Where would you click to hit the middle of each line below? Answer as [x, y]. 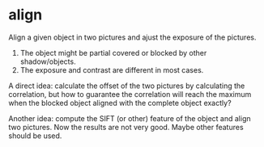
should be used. [35, 136]
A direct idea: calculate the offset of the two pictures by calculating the [127, 86]
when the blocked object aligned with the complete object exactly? [120, 103]
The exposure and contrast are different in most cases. [112, 69]
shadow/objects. [48, 61]
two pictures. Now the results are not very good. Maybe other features [126, 127]
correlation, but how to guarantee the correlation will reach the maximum [130, 94]
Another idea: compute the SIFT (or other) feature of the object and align [130, 118]
